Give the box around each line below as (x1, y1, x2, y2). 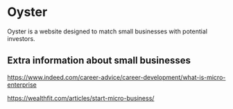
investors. (7, 34, 36, 42)
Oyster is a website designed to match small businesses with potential (7, 27, 208, 35)
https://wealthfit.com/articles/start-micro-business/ (7, 94, 155, 102)
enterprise (7, 81, 37, 89)
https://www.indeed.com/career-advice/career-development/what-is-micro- (7, 73, 226, 81)
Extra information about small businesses (7, 55, 191, 67)
